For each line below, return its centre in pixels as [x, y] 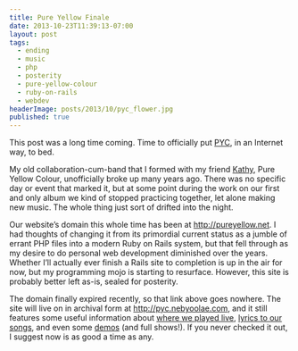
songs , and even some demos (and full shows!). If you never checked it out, [149, 328]
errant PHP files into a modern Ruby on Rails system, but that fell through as [149, 244]
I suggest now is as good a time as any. [82, 337]
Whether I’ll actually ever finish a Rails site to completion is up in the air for [146, 263]
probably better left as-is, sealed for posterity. [94, 281]
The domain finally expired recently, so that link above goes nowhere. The [145, 299]
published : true [39, 117]
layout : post [33, 34]
